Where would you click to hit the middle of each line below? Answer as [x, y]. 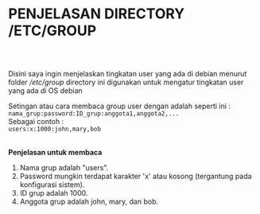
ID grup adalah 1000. [54, 193]
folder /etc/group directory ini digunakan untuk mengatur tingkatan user [126, 82]
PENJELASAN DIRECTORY [97, 14]
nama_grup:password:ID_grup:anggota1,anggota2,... [94, 113]
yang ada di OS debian [46, 90]
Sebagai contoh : [36, 121]
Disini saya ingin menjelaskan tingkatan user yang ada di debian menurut [128, 73]
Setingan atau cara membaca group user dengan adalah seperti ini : [119, 106]
